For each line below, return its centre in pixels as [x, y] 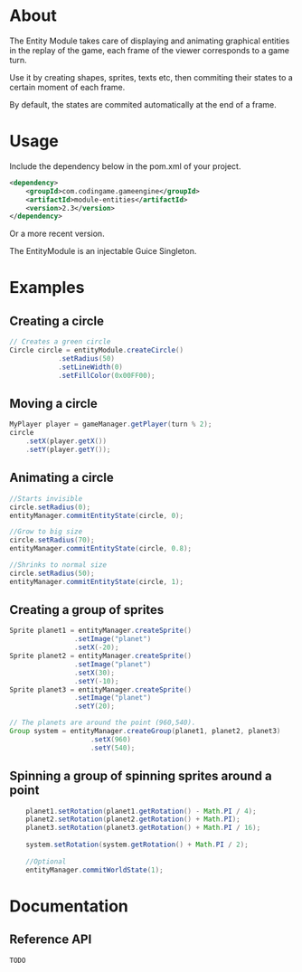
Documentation [69, 906]
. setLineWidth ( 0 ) [90, 367]
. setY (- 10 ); [96, 681]
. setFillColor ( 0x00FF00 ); [106, 375]
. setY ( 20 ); [94, 706]
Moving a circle [53, 404]
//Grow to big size [46, 532]
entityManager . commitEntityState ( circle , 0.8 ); [101, 549]
